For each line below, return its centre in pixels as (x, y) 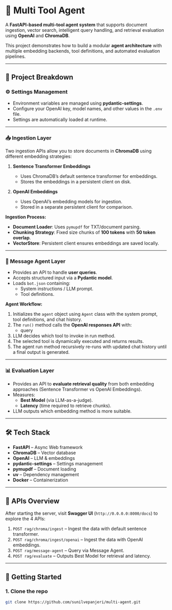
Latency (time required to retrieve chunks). (66, 405)
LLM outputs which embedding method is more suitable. (72, 411)
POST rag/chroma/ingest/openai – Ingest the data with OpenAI (78, 540)
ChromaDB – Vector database (44, 453)
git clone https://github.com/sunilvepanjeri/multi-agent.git (73, 602)
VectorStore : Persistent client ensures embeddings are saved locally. (86, 243)
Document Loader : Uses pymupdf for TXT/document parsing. (77, 227)
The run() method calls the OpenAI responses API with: (72, 325)
